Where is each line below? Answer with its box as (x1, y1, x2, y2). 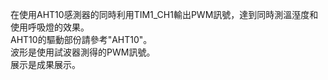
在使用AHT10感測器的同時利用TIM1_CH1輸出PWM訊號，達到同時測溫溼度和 (10, 9, 319, 20)
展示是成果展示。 (10, 59, 81, 70)
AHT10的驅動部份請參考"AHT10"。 (10, 34, 153, 45)
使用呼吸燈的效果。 (10, 21, 90, 33)
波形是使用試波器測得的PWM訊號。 (10, 46, 156, 58)
